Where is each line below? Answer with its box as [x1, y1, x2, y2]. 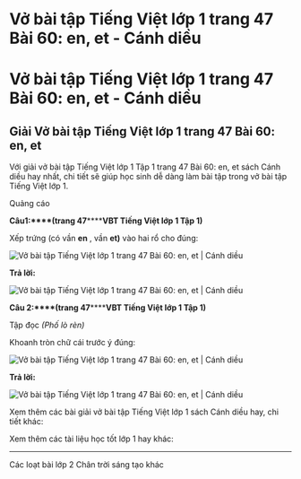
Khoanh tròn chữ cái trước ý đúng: [9, 337, 136, 348]
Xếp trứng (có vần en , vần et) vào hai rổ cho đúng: [9, 233, 199, 244]
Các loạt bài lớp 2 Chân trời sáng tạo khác [9, 459, 164, 470]
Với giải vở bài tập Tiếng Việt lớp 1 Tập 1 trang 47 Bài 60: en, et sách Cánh [9, 161, 281, 172]
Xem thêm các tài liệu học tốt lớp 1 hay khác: [9, 433, 175, 444]
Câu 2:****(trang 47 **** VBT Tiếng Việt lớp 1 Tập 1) [9, 302, 207, 313]
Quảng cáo [9, 198, 51, 209]
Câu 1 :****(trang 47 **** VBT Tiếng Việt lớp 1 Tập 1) [9, 215, 203, 226]
